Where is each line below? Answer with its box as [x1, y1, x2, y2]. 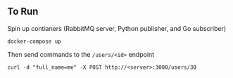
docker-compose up [7, 38, 61, 45]
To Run [7, 6, 39, 18]
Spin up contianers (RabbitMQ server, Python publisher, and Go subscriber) [7, 24, 227, 32]
